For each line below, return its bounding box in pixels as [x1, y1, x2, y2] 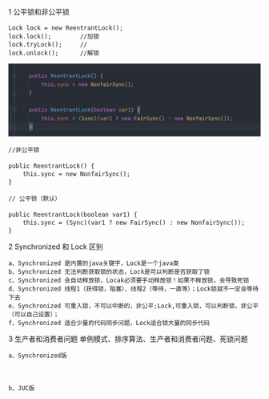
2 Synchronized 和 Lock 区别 [8, 242, 104, 251]
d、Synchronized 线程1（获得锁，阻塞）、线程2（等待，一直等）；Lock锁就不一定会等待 [8, 284, 259, 293]
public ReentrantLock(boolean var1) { [8, 210, 138, 218]
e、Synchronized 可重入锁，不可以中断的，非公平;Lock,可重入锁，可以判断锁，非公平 [8, 302, 259, 310]
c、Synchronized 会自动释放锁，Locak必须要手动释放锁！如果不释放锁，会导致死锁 [8, 276, 250, 284]
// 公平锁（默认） [8, 194, 62, 202]
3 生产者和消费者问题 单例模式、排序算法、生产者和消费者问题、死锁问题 [8, 334, 248, 344]
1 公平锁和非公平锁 [8, 7, 70, 16]
